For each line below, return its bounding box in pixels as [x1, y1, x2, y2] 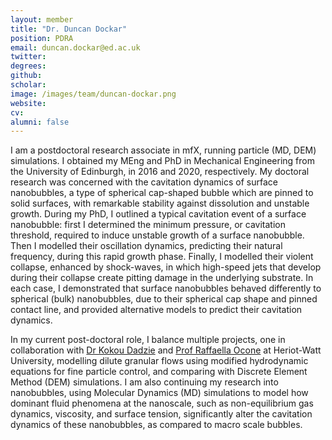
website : [10, 98, 47, 108]
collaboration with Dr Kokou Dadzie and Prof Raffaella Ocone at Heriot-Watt [10, 344, 322, 356]
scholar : [10, 80, 47, 90]
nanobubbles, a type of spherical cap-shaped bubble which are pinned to [10, 187, 314, 199]
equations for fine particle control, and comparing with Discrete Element [10, 366, 308, 378]
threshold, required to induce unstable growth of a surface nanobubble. [10, 229, 305, 241]
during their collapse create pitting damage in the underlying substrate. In [10, 272, 314, 284]
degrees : [10, 61, 47, 71]
